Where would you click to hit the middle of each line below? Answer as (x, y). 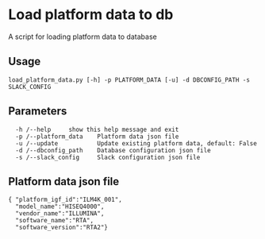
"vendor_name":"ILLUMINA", (60, 214)
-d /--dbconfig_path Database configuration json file (113, 150)
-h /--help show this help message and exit (97, 129)
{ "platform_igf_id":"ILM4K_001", (65, 200)
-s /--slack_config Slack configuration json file (108, 157)
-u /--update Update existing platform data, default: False (136, 143)
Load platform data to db (91, 15)
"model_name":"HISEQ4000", (60, 207)
